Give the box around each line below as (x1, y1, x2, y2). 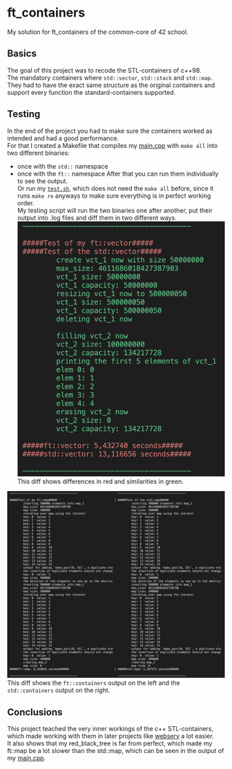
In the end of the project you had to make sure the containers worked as (7, 127, 213, 135)
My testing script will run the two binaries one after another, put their (17, 206, 213, 214)
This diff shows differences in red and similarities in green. (17, 477, 184, 485)
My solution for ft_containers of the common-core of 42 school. (7, 28, 188, 36)
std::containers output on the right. (7, 686, 110, 694)
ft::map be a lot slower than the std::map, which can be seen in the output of (7, 746, 224, 754)
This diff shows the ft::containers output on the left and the (7, 679, 181, 687)
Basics (7, 48, 37, 59)
